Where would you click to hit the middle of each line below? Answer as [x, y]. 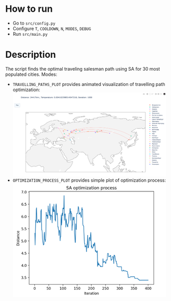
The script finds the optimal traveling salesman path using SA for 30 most [83, 69]
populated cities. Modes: [31, 74]
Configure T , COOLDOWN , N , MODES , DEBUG [52, 28]
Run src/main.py [30, 34]
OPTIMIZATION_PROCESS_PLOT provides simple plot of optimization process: [89, 180]
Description [31, 55]
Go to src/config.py [34, 23]
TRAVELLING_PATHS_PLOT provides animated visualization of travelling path [89, 84]
